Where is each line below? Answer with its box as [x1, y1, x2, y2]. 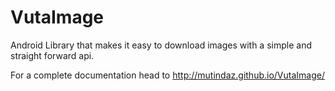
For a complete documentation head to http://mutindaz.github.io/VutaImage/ [10, 69, 325, 81]
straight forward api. [10, 49, 95, 61]
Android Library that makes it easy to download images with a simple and [10, 39, 312, 51]
